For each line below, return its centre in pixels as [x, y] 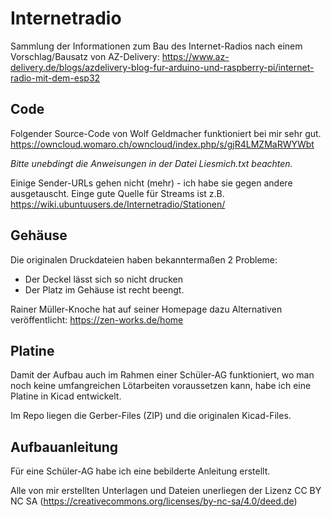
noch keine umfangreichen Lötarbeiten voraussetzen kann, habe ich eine [161, 386]
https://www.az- [195, 56]
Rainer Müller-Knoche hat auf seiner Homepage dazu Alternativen [146, 309]
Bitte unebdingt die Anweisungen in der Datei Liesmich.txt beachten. [151, 163]
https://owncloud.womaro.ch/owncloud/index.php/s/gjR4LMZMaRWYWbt [162, 144]
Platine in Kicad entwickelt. [66, 396]
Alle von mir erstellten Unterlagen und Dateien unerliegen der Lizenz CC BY [166, 491]
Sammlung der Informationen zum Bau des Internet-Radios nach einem [156, 46]
